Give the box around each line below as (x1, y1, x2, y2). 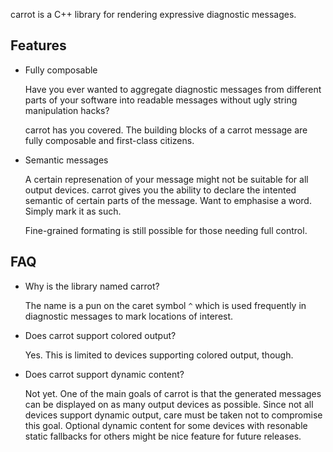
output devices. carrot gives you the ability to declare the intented (24, 184, 297, 196)
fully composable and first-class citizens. (24, 134, 195, 146)
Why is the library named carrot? (24, 280, 160, 292)
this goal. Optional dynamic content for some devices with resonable (24, 419, 308, 431)
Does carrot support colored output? (24, 329, 177, 341)
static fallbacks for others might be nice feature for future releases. (24, 430, 302, 442)
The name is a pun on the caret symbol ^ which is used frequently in (24, 299, 307, 311)
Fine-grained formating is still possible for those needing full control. (24, 224, 308, 236)
